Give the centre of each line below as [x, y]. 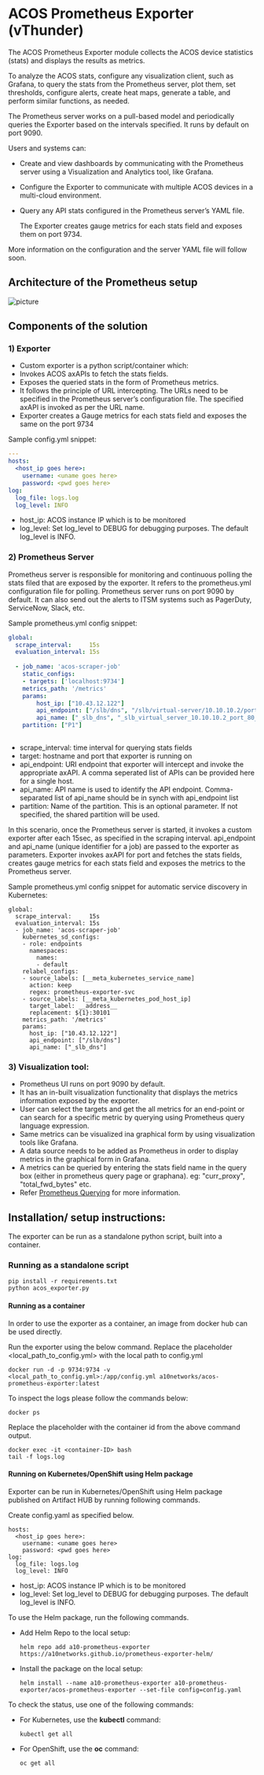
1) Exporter [29, 349]
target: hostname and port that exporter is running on [106, 755]
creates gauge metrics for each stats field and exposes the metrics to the [127, 863]
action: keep [50, 985]
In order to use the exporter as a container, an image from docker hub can [128, 1323]
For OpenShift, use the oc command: [79, 1748]
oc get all [37, 1763]
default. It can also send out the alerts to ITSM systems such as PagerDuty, [130, 600]
